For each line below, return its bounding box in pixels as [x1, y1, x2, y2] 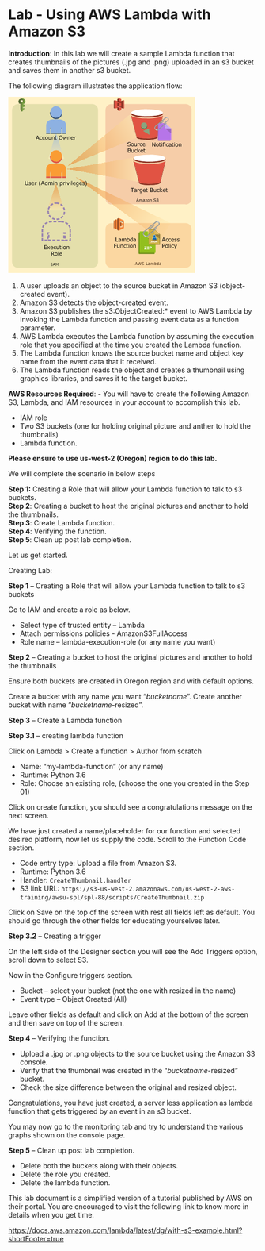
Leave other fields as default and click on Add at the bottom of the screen [8, 1010, 249, 1019]
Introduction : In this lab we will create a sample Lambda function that [8, 48, 235, 58]
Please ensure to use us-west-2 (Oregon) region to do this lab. [8, 453, 218, 463]
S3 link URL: [19, 883, 60, 893]
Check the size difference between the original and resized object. [19, 1082, 237, 1092]
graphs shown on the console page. [8, 1130, 126, 1140]
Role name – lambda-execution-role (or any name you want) [19, 637, 216, 646]
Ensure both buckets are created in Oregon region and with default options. [8, 676, 255, 686]
